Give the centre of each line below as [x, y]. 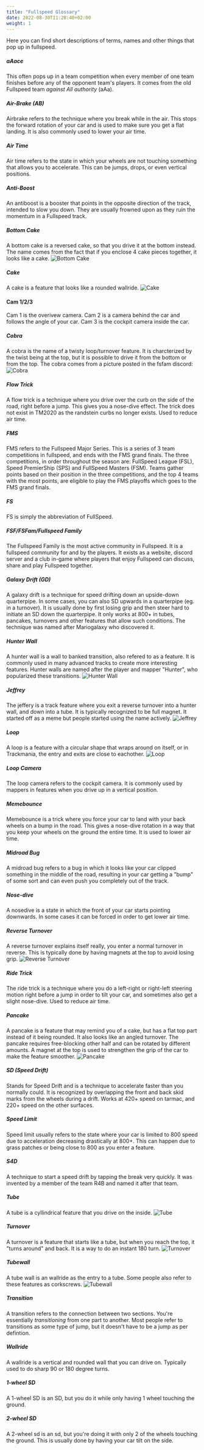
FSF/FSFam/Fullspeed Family [44, 530]
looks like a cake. [28, 258]
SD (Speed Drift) [27, 1070]
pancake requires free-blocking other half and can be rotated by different [98, 1043]
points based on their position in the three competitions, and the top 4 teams [102, 474]
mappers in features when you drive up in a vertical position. [82, 790]
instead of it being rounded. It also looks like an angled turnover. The [92, 1037]
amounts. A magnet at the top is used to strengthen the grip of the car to [97, 1050]
